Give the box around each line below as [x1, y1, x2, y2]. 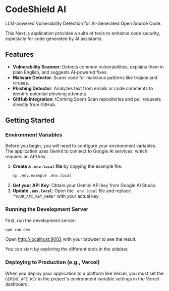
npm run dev [5, 227, 30, 232]
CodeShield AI [5, 4, 67, 15]
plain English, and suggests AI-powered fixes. [12, 69, 108, 75]
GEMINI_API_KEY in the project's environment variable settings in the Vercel [5, 275, 159, 282]
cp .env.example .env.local [12, 173, 72, 178]
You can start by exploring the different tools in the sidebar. [5, 246, 129, 252]
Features [5, 50, 34, 59]
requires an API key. [5, 154, 47, 160]
